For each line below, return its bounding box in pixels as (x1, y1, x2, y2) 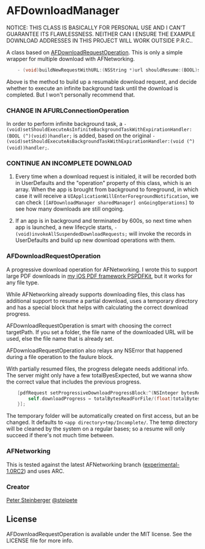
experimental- (144, 460, 180, 468)
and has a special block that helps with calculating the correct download (6, 304, 189, 311)
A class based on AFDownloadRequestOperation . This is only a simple (6, 48, 183, 56)
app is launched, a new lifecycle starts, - (15, 224, 118, 231)
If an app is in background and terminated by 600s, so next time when (15, 217, 192, 225)
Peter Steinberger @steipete (6, 496, 78, 504)
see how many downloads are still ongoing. (15, 205, 124, 213)
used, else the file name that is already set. (6, 335, 114, 342)
